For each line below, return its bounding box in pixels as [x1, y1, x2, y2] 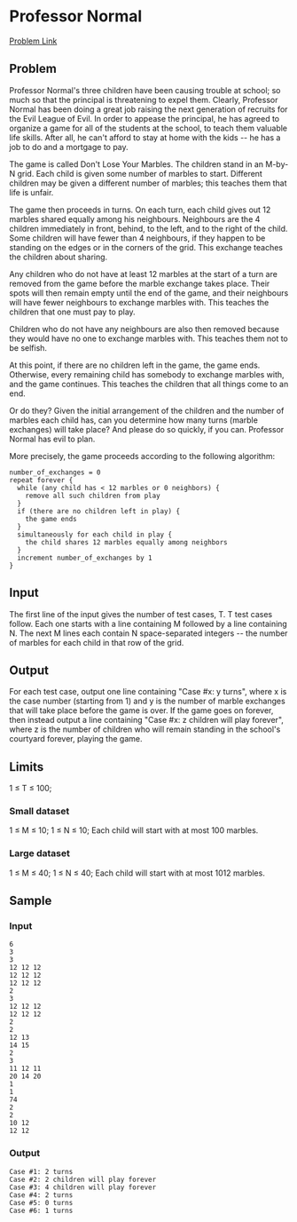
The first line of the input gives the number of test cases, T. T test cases [9, 608, 273, 619]
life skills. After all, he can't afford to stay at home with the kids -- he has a [9, 131, 281, 143]
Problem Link [9, 36, 58, 46]
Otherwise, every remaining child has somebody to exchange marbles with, [9, 369, 285, 379]
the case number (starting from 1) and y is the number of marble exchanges [9, 695, 285, 707]
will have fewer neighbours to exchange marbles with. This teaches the [9, 297, 270, 307]
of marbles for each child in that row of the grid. [9, 637, 184, 647]
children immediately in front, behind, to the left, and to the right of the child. [9, 223, 288, 234]
